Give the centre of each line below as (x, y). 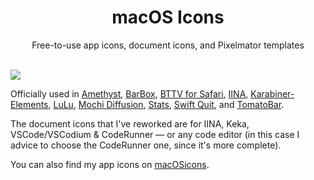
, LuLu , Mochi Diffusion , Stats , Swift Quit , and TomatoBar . (166, 104)
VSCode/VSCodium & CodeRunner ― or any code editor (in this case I (155, 134)
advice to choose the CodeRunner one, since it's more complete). (146, 145)
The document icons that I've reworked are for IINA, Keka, (130, 123)
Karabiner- (272, 93)
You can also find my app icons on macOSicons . (110, 164)
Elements (29, 104)
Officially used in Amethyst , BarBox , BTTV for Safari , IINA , (129, 93)
